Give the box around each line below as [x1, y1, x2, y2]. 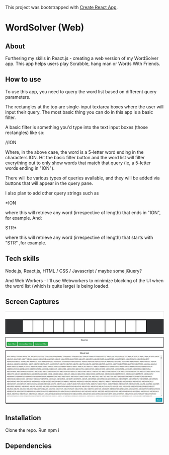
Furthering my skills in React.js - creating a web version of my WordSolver [5, 55, 159, 61]
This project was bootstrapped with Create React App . [5, 5, 118, 10]
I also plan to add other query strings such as [5, 190, 99, 196]
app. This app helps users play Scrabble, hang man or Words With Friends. [5, 60, 160, 67]
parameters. [5, 94, 31, 100]
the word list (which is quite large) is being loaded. [5, 283, 110, 289]
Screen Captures [5, 297, 59, 306]
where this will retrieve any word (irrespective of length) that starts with [5, 234, 153, 240]
